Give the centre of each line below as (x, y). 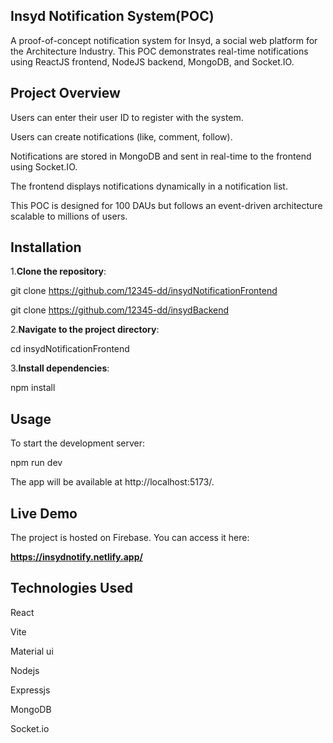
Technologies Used (71, 588)
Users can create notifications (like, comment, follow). (121, 136)
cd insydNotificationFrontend (70, 349)
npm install (33, 388)
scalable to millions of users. (69, 216)
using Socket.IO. (44, 166)
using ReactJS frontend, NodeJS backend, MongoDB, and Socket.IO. (152, 61)
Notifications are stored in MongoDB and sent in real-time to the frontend (161, 156)
